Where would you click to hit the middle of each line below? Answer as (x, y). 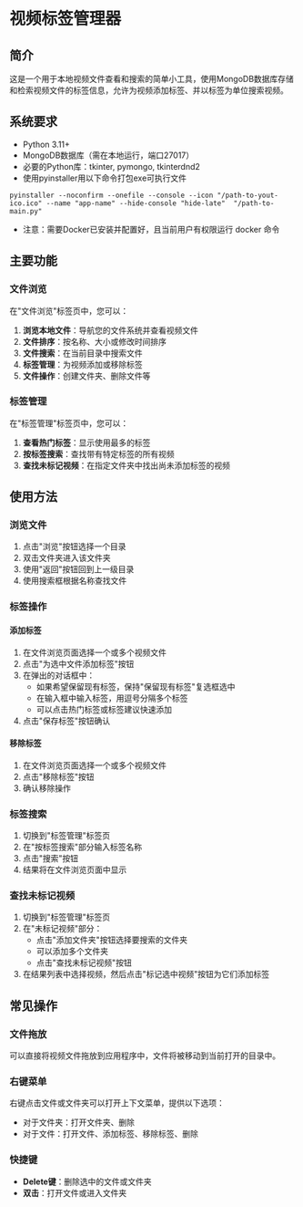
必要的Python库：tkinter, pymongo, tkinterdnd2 (111, 166)
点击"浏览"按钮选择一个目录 (74, 546)
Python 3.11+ (46, 144)
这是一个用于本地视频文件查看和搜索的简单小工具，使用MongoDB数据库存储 (151, 79)
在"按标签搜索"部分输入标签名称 (82, 847)
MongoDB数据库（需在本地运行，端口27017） (108, 155)
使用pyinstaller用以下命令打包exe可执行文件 (105, 178)
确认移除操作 (46, 788)
